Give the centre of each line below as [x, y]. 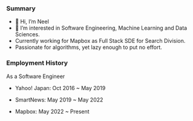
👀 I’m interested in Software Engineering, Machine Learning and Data [101, 28]
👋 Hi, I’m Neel [32, 22]
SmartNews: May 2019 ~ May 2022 [59, 100]
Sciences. [28, 34]
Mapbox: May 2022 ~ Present [52, 111]
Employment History [37, 63]
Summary [21, 8]
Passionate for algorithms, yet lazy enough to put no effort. [88, 47]
